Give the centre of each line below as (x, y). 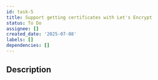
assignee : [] (23, 29)
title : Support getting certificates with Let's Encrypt (79, 17)
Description (29, 70)
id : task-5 (20, 12)
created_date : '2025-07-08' (42, 34)
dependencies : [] (28, 46)
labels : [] (20, 40)
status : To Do (24, 23)
